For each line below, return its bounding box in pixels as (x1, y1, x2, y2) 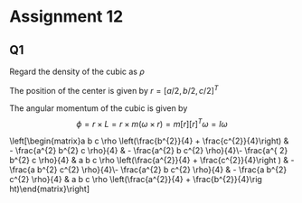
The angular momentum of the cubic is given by (9, 102, 188, 114)
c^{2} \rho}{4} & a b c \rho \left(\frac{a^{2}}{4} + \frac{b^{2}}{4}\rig (9, 174, 262, 185)
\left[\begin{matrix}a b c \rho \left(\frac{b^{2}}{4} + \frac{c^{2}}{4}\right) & (9, 135, 289, 146)
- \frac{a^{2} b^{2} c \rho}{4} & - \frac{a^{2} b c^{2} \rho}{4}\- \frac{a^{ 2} (9, 145, 288, 156)
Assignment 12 (9, 6, 124, 27)
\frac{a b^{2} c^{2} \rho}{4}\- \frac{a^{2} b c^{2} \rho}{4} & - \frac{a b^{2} (9, 164, 288, 175)
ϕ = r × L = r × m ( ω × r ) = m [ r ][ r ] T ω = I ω (76, 116, 228, 129)
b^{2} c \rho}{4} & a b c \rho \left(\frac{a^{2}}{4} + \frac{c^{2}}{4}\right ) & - (9, 155, 295, 166)
